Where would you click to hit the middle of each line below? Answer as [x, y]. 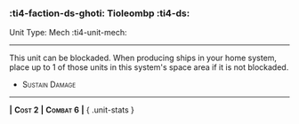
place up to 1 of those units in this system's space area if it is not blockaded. [149, 67]
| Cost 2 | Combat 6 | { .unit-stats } [72, 110]
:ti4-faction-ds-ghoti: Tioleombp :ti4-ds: [100, 13]
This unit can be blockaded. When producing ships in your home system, [143, 58]
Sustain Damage [49, 85]
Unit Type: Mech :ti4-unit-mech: [68, 33]
